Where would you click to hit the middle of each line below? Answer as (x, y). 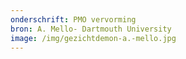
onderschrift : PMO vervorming (73, 19)
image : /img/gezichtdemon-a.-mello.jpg (93, 38)
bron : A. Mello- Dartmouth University (91, 29)
